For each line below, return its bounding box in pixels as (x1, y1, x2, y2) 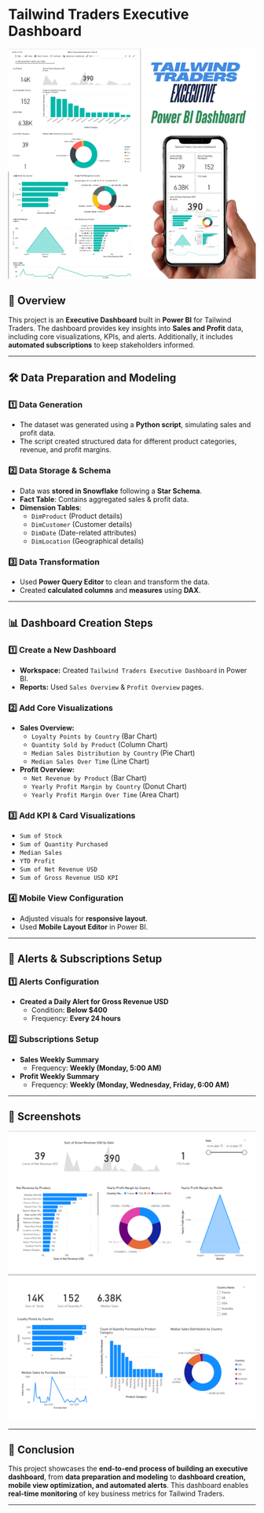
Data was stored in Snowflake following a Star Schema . (19, 486, 203, 495)
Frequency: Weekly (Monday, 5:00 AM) (31, 1063, 162, 1073)
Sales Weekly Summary (19, 1055, 100, 1064)
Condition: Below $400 (31, 1005, 108, 1015)
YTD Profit (19, 857, 56, 866)
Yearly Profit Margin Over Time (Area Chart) (31, 790, 179, 800)
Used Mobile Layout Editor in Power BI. (19, 922, 148, 931)
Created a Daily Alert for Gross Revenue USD (19, 997, 169, 1007)
